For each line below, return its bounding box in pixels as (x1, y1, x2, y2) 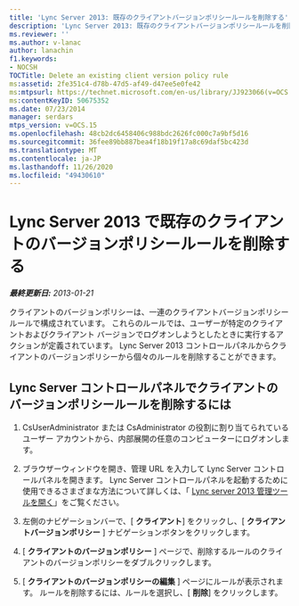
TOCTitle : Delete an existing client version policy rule (9, 71, 229, 80)
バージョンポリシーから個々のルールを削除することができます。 (47, 352, 281, 362)
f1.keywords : (9, 54, 58, 63)
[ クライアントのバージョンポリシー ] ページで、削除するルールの (21, 546, 261, 556)
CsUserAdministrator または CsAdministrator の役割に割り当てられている (21, 422, 289, 433)
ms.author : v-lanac (9, 37, 82, 47)
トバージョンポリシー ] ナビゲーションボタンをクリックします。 (21, 527, 255, 537)
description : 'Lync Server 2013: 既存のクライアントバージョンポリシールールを (9, 21, 282, 30)
